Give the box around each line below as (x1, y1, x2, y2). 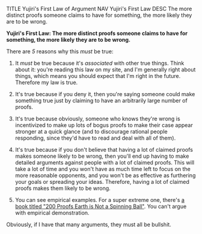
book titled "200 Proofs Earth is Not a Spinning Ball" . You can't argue (15, 203, 187, 210)
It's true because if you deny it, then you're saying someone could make (15, 91, 195, 97)
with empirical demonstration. (15, 209, 90, 216)
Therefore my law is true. (15, 79, 78, 86)
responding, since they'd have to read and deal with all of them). (15, 134, 176, 141)
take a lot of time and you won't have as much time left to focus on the (15, 166, 191, 172)
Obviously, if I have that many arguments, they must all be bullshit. (6, 221, 171, 228)
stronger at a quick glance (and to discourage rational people (15, 128, 168, 135)
